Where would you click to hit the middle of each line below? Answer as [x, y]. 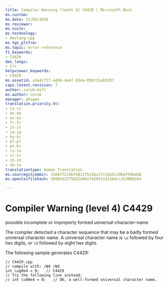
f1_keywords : [19, 52]
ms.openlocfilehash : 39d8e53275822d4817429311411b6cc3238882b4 [73, 179]
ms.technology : [21, 33]
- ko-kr [13, 137]
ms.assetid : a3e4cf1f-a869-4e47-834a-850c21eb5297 [60, 80]
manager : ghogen [22, 99]
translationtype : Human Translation [44, 170]
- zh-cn [13, 160]
